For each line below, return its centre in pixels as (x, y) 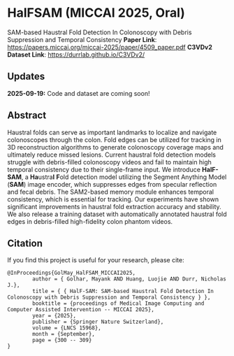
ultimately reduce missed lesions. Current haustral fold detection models (112, 155)
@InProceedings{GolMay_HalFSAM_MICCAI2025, (72, 273)
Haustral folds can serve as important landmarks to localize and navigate (112, 132)
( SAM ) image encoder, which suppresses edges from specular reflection (112, 184)
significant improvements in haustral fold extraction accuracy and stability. (114, 206)
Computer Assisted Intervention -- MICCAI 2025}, (81, 310)
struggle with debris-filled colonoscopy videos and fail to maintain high (109, 162)
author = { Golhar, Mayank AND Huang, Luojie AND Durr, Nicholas (130, 279)
